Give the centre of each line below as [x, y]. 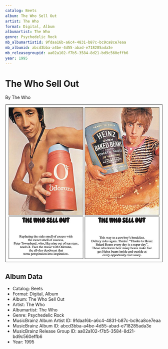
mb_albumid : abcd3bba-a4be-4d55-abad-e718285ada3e [59, 48]
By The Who [18, 97]
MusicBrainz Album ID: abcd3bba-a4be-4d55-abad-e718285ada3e [82, 326]
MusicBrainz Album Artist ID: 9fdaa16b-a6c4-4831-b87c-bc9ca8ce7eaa [86, 320]
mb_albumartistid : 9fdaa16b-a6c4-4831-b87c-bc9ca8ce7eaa [66, 43]
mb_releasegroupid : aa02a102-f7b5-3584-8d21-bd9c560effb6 [67, 53]
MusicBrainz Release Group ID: [44, 331]
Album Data [24, 277]
